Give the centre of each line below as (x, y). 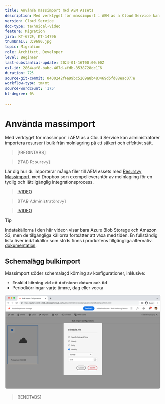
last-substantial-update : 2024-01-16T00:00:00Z (55, 62)
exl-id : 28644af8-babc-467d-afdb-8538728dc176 (54, 68)
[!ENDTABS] (29, 397)
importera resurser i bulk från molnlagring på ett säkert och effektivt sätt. (79, 143)
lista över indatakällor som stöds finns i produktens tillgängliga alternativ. (79, 241)
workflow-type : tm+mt (27, 83)
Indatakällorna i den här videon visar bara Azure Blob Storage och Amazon (81, 230)
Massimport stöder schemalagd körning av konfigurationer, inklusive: (75, 273)
